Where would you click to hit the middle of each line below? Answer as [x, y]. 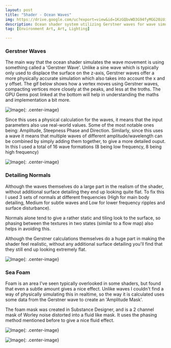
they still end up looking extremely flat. [46, 249]
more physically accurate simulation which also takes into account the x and [85, 78]
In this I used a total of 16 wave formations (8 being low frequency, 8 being [83, 147]
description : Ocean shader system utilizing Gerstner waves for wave [81, 24]
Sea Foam [18, 272]
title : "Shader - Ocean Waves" [38, 15]
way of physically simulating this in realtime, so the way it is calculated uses [85, 294]
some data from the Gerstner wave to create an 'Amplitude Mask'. [74, 300]
